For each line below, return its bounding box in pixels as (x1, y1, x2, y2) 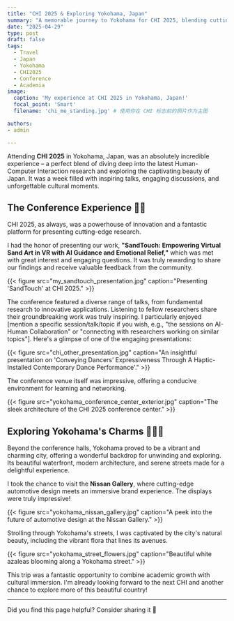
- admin (7, 126, 30, 133)
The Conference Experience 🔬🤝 (7, 202, 146, 214)
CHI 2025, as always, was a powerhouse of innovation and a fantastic (7, 220, 208, 229)
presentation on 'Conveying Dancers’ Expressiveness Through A (7, 356, 193, 364)
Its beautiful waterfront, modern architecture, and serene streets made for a (7, 458, 225, 467)
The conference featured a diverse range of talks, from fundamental (7, 298, 203, 306)
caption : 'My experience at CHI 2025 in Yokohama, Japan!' (13, 95, 189, 102)
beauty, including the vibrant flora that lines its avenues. (7, 537, 169, 545)
